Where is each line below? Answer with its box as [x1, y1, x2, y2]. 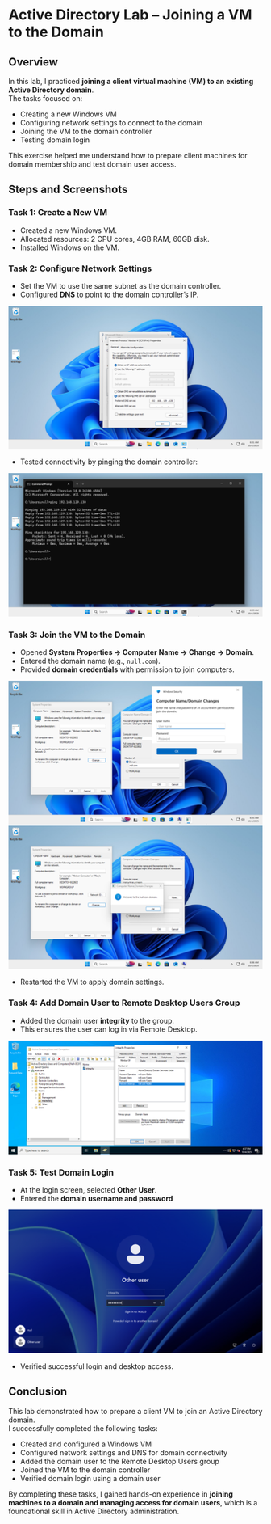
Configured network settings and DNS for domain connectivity [19, 1447, 228, 1457]
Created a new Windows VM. [19, 225, 118, 235]
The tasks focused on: [8, 94, 83, 103]
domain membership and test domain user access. [8, 159, 177, 169]
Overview [8, 55, 59, 69]
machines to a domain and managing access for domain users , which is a [8, 1497, 258, 1507]
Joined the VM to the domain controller [19, 1465, 151, 1475]
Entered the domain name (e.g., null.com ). [19, 656, 161, 666]
